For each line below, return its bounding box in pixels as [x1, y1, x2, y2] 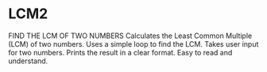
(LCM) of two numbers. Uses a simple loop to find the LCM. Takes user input [8, 39, 259, 48]
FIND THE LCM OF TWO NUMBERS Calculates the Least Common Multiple [8, 31, 253, 40]
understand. [8, 56, 48, 66]
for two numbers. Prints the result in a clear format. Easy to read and [8, 47, 233, 57]
